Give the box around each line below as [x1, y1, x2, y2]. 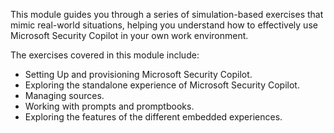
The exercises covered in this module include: [10, 49, 200, 61]
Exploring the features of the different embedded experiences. [24, 111, 283, 123]
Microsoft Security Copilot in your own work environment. [10, 30, 249, 41]
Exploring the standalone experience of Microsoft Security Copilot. [24, 79, 300, 91]
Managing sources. [24, 90, 105, 101]
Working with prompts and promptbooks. [24, 100, 195, 112]
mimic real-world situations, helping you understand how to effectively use [10, 19, 318, 31]
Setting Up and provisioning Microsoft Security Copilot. [24, 69, 253, 80]
